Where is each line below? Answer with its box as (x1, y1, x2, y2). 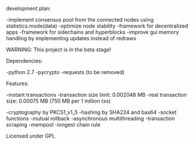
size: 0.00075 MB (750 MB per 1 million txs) (6, 97, 111, 104)
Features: (6, 80, 29, 87)
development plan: (6, 5, 51, 12)
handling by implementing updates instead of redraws (6, 35, 137, 41)
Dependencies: (6, 58, 43, 64)
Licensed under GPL (6, 132, 56, 139)
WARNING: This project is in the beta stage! (6, 46, 111, 53)
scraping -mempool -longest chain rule (6, 121, 101, 128)
